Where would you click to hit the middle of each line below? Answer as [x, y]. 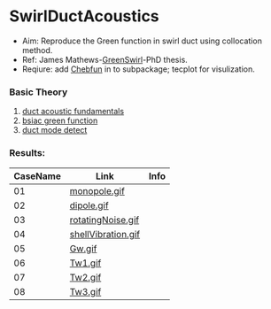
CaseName [38, 176]
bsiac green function [60, 120]
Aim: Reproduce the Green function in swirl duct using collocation [142, 41]
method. [37, 50]
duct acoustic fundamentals [73, 112]
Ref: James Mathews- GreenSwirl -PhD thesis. [105, 59]
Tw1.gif [85, 263]
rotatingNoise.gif [105, 220]
